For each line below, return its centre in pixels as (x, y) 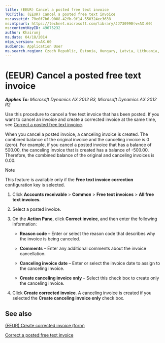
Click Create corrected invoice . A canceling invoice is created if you (82, 293)
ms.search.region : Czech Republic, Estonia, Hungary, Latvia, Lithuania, (82, 51)
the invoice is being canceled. (50, 239)
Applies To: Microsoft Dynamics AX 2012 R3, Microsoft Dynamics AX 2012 (81, 100)
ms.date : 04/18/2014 (26, 38)
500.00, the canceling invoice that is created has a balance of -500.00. (77, 150)
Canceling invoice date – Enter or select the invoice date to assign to (90, 263)
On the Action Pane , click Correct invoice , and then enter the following (85, 219)
